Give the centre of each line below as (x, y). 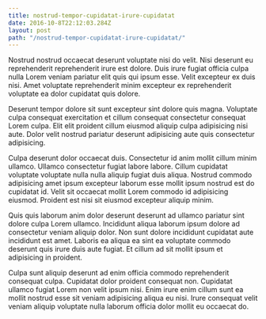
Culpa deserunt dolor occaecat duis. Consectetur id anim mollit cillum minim (133, 158)
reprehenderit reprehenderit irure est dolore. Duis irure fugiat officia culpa (129, 69)
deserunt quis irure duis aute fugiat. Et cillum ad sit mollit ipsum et (116, 249)
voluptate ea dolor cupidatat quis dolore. (74, 94)
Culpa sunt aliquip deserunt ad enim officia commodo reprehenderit (119, 273)
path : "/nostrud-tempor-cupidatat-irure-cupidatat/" (97, 38)
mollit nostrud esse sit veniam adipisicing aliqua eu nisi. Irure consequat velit (133, 298)
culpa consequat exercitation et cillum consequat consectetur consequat (127, 118)
